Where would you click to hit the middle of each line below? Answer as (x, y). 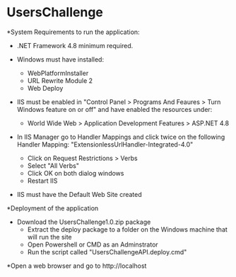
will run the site (49, 237)
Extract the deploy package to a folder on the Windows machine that (127, 229)
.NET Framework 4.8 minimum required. (75, 45)
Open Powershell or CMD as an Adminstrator (93, 244)
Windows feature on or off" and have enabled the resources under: (114, 109)
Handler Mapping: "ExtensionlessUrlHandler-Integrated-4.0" (105, 144)
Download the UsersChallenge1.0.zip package (84, 222)
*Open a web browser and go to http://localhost (77, 266)
